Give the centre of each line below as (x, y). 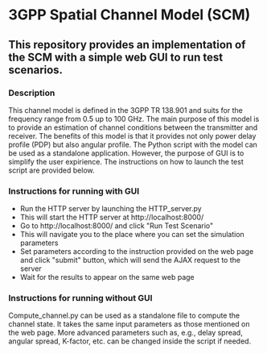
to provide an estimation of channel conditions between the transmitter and (133, 127)
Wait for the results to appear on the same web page (107, 277)
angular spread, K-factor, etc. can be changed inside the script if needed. (130, 341)
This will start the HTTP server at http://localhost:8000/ (112, 217)
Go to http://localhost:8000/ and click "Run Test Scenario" (117, 226)
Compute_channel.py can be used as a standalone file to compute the (124, 315)
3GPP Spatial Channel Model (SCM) (129, 15)
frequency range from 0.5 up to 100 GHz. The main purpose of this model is (134, 119)
